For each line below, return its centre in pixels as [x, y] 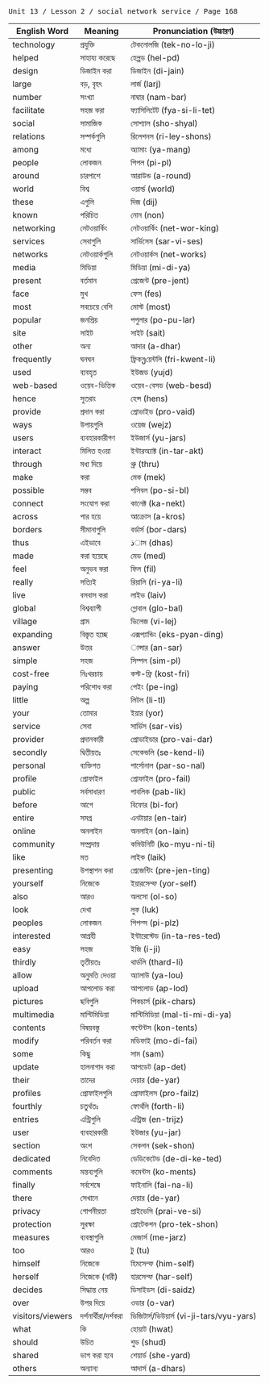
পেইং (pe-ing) [154, 687]
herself [26, 1276]
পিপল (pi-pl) [151, 163]
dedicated [31, 1159]
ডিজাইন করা [96, 71]
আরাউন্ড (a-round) [161, 175]
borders [27, 529]
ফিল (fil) [143, 569]
